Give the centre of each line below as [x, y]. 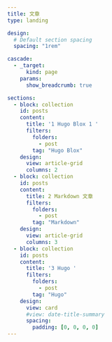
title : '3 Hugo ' [51, 269]
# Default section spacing [53, 39]
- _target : [29, 66]
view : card [42, 307]
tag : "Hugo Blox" [57, 150]
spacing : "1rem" [37, 47]
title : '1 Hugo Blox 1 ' [62, 124]
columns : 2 [42, 170]
